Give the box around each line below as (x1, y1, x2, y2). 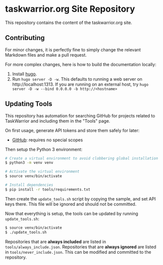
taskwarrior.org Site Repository (5, 3, 135, 15)
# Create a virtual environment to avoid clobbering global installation (5, 155, 159, 161)
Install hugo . (12, 71, 38, 77)
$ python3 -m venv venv (5, 160, 54, 165)
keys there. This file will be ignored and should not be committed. (5, 201, 137, 207)
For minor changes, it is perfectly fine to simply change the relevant (5, 46, 141, 52)
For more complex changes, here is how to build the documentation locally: (5, 61, 157, 67)
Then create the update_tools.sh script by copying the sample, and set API (5, 196, 156, 201)
